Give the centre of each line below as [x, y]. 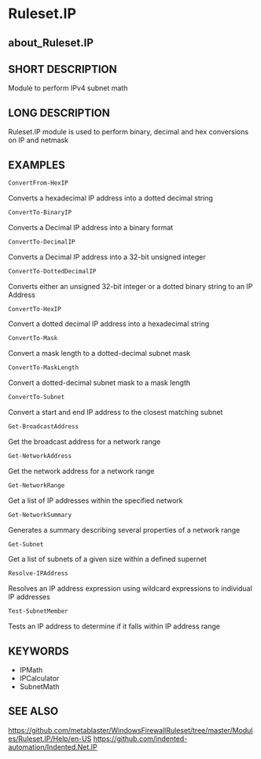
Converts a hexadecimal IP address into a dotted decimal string [111, 198]
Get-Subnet [26, 544]
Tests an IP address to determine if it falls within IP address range [114, 626]
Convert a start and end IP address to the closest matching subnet [116, 412]
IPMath [31, 669]
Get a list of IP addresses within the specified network [96, 500]
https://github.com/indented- [140, 739]
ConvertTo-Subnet [37, 398]
